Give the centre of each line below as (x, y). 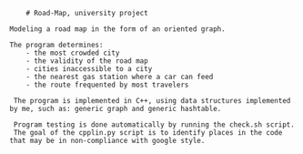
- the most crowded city (73, 53)
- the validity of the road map (87, 61)
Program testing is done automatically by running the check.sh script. (154, 125)
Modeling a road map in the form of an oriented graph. (117, 29)
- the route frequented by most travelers (107, 85)
